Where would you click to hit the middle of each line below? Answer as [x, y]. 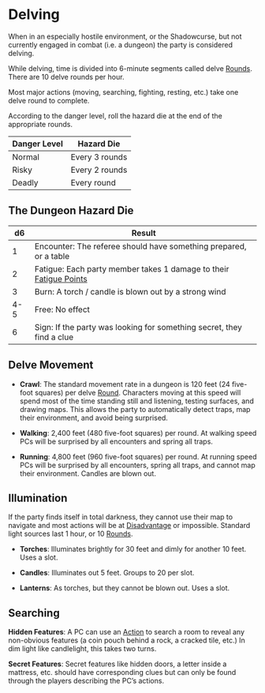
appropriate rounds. [41, 124]
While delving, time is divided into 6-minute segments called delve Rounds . [130, 68]
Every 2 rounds [99, 170]
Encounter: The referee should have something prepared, [140, 246]
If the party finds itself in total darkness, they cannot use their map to [121, 517]
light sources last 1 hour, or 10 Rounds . [71, 534]
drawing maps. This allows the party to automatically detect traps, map [135, 409]
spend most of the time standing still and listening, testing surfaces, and [136, 401]
